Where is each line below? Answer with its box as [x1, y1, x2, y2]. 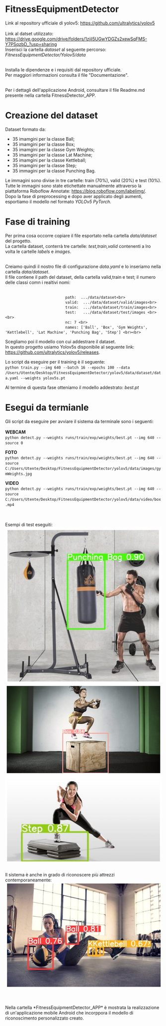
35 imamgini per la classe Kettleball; [12, 157, 86, 163]
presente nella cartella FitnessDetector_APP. [5, 92, 96, 98]
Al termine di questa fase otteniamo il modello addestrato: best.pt [5, 384, 139, 390]
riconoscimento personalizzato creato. [5, 1015, 84, 1021]
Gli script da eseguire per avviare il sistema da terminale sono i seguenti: [5, 418, 154, 424]
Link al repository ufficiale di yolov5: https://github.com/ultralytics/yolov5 [5, 20, 155, 26]
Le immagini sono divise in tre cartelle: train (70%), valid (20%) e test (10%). [5, 177, 162, 183]
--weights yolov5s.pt [20, 376, 66, 381]
